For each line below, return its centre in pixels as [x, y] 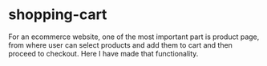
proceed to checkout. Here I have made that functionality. [103, 53]
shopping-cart [58, 15]
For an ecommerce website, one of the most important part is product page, [134, 37]
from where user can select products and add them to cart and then [120, 45]
